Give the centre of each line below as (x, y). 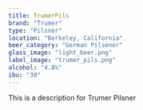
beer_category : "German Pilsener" (66, 45)
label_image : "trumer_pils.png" (62, 61)
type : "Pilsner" (35, 30)
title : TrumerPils (39, 16)
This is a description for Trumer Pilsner (72, 97)
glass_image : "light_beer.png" (60, 53)
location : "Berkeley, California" (66, 38)
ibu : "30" (25, 75)
